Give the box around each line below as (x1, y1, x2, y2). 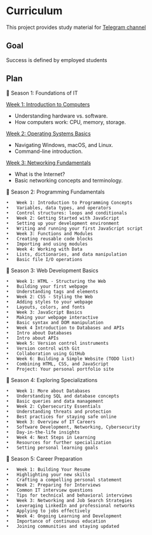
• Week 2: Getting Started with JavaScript (6, 215, 119, 221)
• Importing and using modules (6, 241, 88, 247)
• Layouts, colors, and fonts (6, 304, 85, 310)
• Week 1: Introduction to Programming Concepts (6, 200, 133, 205)
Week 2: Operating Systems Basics (6, 130, 91, 137)
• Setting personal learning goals (6, 445, 99, 451)
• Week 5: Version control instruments (6, 340, 109, 346)
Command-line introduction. (14, 148, 83, 155)
